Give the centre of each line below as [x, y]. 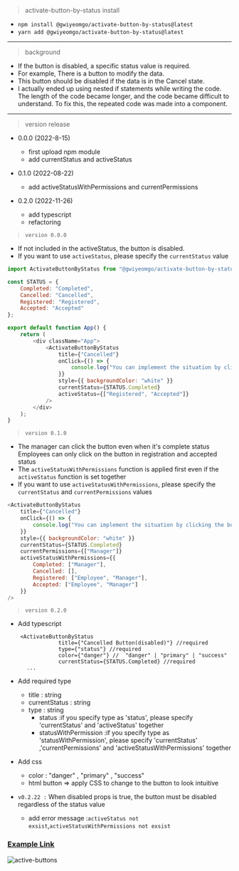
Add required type [44, 681]
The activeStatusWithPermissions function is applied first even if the [118, 469]
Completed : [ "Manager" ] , [70, 565]
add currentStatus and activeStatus [80, 159]
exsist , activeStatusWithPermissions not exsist [99, 826]
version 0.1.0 [46, 434]
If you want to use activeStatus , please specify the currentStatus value [123, 256]
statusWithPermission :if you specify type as [104, 733]
